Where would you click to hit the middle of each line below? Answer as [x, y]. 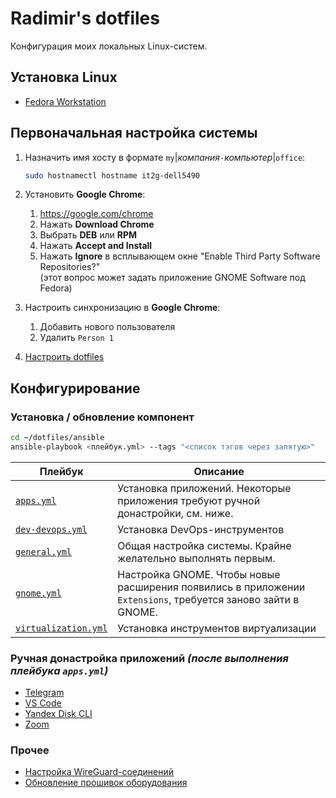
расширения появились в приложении [211, 587]
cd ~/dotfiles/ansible [57, 438]
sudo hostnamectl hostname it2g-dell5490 [112, 175]
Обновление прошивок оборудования [106, 783]
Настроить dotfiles [64, 357]
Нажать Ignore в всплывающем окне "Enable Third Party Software [180, 256]
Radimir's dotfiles [85, 18]
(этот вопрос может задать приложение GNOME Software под [172, 278]
